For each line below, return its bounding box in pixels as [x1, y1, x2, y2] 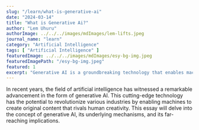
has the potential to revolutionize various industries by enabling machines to [6, 99, 192, 106]
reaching [6, 117, 28, 125]
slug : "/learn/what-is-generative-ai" [6, 8, 102, 15]
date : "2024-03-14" [6, 14, 54, 20]
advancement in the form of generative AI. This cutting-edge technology [6, 92, 184, 99]
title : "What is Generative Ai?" [6, 20, 89, 26]
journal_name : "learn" [6, 36, 62, 42]
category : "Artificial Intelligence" [6, 42, 99, 48]
